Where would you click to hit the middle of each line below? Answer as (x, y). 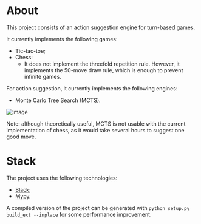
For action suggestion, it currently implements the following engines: (92, 88)
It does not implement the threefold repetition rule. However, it (102, 64)
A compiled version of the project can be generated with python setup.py (98, 208)
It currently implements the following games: (62, 39)
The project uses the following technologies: (62, 178)
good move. (21, 137)
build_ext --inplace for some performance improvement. (79, 214)
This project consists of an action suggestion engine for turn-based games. (101, 27)
